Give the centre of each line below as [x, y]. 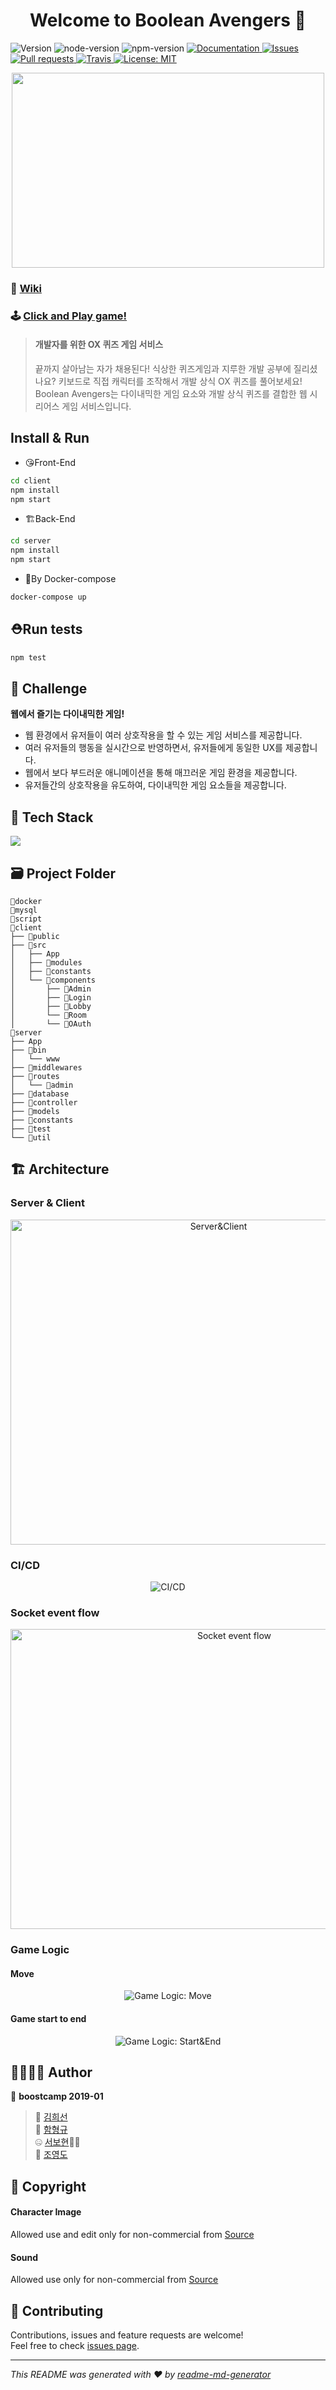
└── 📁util [31, 1138]
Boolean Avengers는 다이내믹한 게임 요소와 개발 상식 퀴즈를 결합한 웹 [171, 393]
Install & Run [50, 438]
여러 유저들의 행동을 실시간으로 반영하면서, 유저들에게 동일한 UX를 [153, 748]
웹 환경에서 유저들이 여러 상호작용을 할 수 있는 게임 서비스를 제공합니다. [163, 735]
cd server [31, 541]
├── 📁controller [44, 1103]
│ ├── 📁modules [46, 963]
